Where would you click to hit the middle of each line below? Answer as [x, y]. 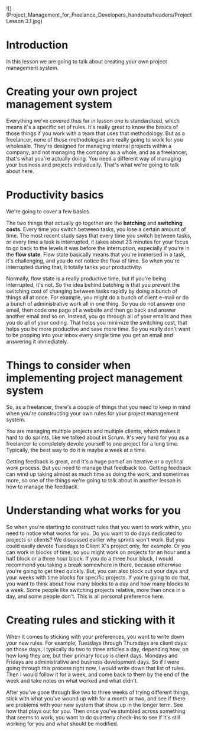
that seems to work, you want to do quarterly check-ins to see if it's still [93, 717]
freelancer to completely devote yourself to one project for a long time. [92, 443]
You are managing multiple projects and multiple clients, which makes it [93, 431]
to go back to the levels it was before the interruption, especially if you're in [98, 248]
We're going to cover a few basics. [48, 211]
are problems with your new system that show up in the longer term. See [95, 705]
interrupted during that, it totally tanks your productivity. [74, 267]
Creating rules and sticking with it [91, 620]
